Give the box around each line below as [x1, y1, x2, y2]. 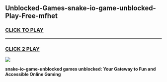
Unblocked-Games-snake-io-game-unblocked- [5, 4, 157, 12]
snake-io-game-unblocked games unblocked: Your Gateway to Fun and [5, 66, 156, 72]
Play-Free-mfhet [5, 12, 58, 20]
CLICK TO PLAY [5, 27, 44, 34]
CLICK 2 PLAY [5, 45, 40, 52]
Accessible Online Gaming [5, 71, 61, 77]
